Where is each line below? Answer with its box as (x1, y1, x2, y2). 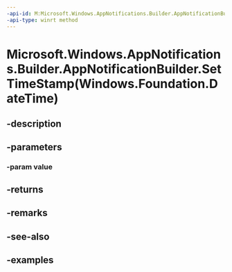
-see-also (6, 230, 50, 242)
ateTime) (6, 91, 59, 106)
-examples (6, 254, 54, 266)
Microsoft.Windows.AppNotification (6, 46, 221, 62)
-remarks (6, 207, 48, 219)
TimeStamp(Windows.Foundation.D (6, 75, 219, 91)
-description (6, 118, 62, 130)
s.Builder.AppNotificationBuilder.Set (6, 61, 222, 77)
